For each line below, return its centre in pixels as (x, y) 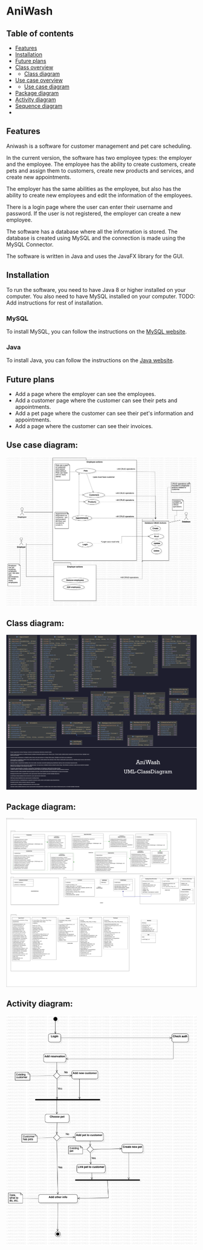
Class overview (34, 67)
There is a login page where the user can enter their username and (89, 207)
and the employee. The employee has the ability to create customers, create (101, 164)
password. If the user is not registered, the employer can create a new (94, 213)
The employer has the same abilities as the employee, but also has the (94, 188)
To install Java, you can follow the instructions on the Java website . (90, 360)
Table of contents (40, 34)
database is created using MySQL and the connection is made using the (96, 238)
